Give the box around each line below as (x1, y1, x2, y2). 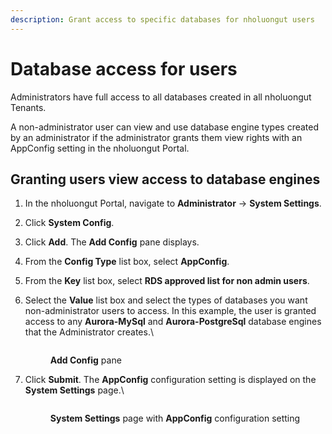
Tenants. (10, 101, 47, 113)
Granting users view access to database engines (10, 171, 321, 188)
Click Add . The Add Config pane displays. (24, 236, 200, 248)
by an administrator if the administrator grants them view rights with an (10, 131, 303, 143)
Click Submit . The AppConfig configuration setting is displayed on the (24, 374, 317, 386)
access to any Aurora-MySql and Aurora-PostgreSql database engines (24, 316, 322, 328)
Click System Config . (24, 217, 115, 229)
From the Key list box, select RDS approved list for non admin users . (24, 275, 310, 287)
